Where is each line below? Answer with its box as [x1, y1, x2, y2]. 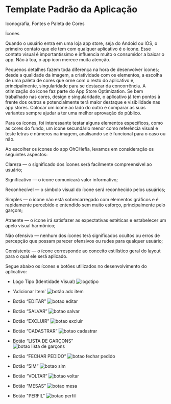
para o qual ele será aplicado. [5, 253, 68, 259]
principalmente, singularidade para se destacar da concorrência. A [5, 83, 146, 89]
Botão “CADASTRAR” [12, 328, 58, 334]
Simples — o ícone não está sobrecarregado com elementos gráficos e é [5, 196, 159, 202]
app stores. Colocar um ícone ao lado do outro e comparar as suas [5, 104, 146, 110]
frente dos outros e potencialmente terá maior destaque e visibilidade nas [5, 99, 161, 105]
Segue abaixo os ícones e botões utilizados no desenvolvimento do [5, 263, 147, 269]
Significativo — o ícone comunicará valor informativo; [5, 176, 118, 182]
